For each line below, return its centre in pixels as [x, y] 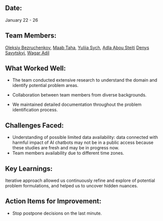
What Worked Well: [36, 68]
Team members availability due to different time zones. [68, 153]
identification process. [35, 110]
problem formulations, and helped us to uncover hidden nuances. [72, 186]
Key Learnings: [29, 168]
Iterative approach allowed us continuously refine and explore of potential [80, 180]
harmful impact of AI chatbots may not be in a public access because [83, 142]
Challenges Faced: [35, 125]
